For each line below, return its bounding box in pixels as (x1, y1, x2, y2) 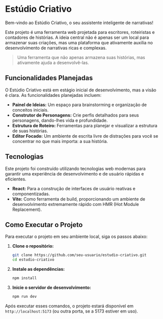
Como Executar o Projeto (5, 220, 83, 229)
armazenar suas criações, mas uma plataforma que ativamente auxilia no (5, 39, 153, 45)
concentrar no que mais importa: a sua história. (12, 138, 108, 144)
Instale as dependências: (12, 266, 65, 272)
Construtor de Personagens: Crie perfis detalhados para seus (12, 112, 139, 118)
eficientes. (5, 176, 27, 182)
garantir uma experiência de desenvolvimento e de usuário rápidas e (5, 171, 144, 176)
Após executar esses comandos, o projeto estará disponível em (5, 303, 134, 309)
